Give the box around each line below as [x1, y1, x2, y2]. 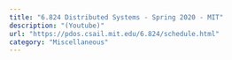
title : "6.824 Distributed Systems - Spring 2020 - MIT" [9, 12, 224, 22]
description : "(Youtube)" [9, 21, 104, 30]
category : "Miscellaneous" [9, 37, 109, 47]
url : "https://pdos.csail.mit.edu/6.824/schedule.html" [9, 29, 220, 38]
